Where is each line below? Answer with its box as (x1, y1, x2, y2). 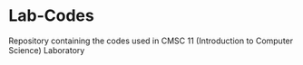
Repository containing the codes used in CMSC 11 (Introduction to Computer (8, 35, 294, 46)
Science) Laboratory (8, 44, 85, 55)
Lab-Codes (8, 5, 94, 26)
